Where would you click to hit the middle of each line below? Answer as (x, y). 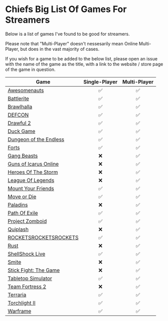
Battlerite (18, 98)
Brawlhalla (20, 107)
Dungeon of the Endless (36, 139)
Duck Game (22, 131)
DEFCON (18, 115)
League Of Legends (31, 180)
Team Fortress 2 (27, 286)
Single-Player (101, 82)
